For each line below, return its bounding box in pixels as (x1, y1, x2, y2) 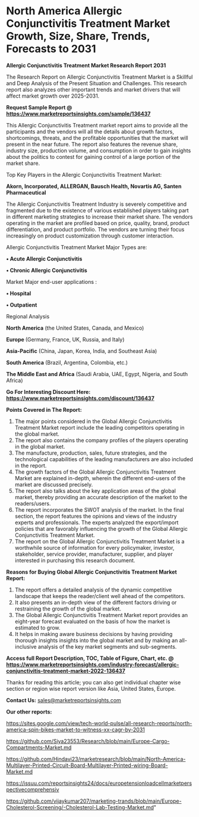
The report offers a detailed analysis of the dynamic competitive (14, 586, 172, 593)
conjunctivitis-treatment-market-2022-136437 (6, 667, 126, 674)
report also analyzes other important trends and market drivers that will (6, 86, 181, 93)
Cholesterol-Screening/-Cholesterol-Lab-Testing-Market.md (6, 803, 154, 810)
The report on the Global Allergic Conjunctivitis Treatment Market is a (14, 537, 185, 545)
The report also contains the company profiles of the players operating (14, 436, 188, 444)
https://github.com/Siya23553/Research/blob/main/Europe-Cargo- (6, 737, 170, 744)
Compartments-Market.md (6, 744, 72, 751)
